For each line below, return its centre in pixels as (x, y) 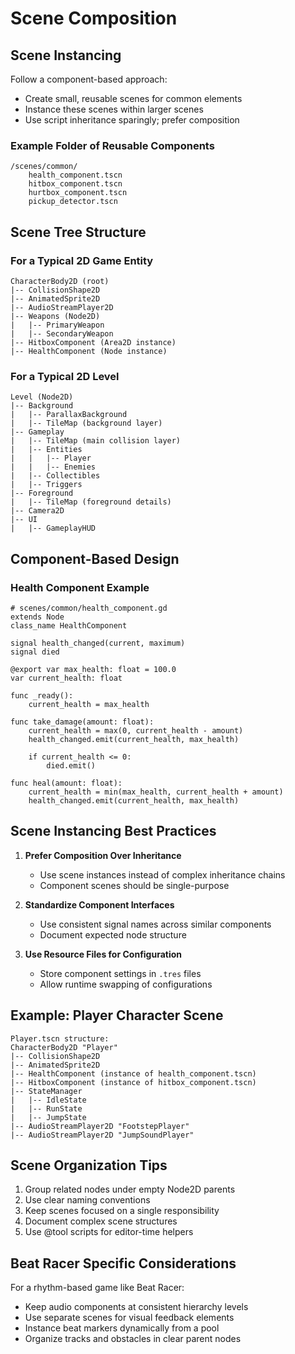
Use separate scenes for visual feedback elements (129, 1318)
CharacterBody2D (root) (60, 281)
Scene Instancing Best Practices (113, 831)
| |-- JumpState (48, 1117)
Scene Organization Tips (89, 1165)
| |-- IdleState (48, 1100)
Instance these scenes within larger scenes (114, 109)
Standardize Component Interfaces (99, 904)
